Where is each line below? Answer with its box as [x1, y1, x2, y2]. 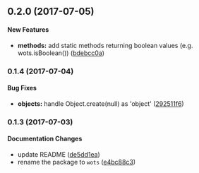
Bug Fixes [7, 84, 37, 93]
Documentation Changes [7, 134, 83, 143]
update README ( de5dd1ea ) [17, 150, 100, 158]
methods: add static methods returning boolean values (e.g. [17, 41, 193, 49]
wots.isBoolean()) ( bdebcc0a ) [17, 49, 104, 57]
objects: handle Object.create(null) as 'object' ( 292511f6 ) [17, 99, 185, 108]
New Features [7, 25, 49, 34]
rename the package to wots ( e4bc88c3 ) [17, 157, 136, 166]
